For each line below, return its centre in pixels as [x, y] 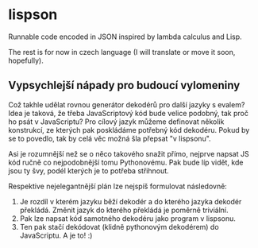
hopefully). [26, 60]
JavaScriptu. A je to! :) [56, 235]
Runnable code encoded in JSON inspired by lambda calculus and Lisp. [125, 37]
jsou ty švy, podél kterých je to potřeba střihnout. [89, 170]
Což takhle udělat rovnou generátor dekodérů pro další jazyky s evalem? [127, 104]
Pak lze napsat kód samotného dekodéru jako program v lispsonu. [128, 218]
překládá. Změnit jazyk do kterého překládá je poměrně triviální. [124, 210]
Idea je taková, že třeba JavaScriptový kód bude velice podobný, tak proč [128, 113]
